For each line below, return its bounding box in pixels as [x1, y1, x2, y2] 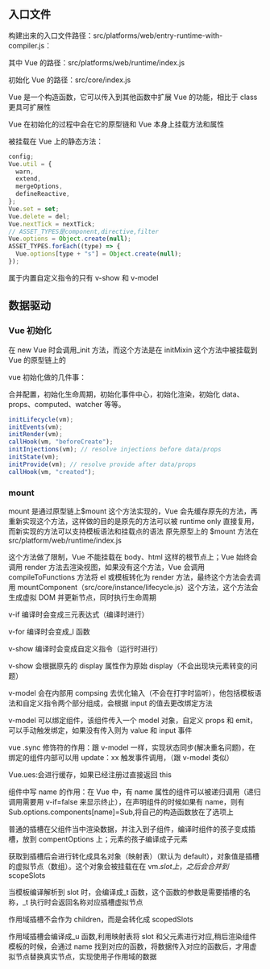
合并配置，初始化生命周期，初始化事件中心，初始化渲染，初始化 [8, 389, 220, 399]
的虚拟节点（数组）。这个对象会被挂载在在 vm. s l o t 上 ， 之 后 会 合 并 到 [8, 861, 229, 871]
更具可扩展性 [8, 102, 51, 111]
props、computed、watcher [8, 399, 103, 409]
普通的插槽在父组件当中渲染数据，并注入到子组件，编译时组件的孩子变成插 [8, 824, 255, 834]
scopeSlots [8, 870, 46, 880]
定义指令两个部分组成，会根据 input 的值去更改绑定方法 [29, 698, 213, 708]
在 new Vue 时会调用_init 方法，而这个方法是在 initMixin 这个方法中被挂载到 [8, 345, 258, 355]
